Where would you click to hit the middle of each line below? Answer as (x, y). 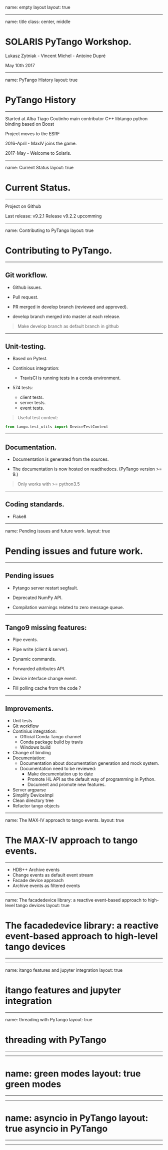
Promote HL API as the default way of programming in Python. (91, 779)
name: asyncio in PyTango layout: (77, 1118)
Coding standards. (35, 505)
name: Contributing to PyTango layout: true (49, 230)
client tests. (32, 397)
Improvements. (29, 708)
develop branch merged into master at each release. (66, 316)
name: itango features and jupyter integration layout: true (64, 970)
